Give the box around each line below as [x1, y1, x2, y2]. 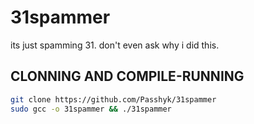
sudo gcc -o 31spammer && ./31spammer [10, 104, 172, 114]
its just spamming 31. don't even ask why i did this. [10, 39, 220, 51]
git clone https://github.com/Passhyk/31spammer [10, 94, 217, 105]
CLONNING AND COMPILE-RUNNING [10, 68, 245, 85]
